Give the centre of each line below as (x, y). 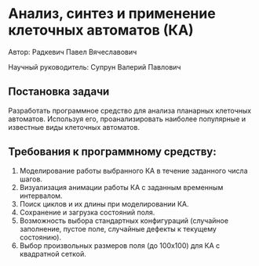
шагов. (31, 179)
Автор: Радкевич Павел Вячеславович (73, 52)
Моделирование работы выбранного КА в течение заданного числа (134, 171)
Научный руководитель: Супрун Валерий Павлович (95, 66)
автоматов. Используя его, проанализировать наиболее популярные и (127, 119)
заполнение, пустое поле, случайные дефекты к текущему (118, 228)
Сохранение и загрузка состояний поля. (87, 212)
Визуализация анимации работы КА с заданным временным (121, 187)
